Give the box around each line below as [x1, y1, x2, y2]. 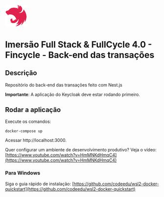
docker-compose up [5, 129, 43, 134]
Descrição [5, 69, 37, 77]
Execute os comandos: [5, 118, 51, 125]
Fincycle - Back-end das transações [5, 49, 155, 60]
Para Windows [5, 169, 41, 176]
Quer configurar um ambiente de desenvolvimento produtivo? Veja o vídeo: [5, 147, 157, 153]
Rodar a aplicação [5, 106, 61, 114]
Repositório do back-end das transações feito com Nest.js [5, 82, 122, 88]
